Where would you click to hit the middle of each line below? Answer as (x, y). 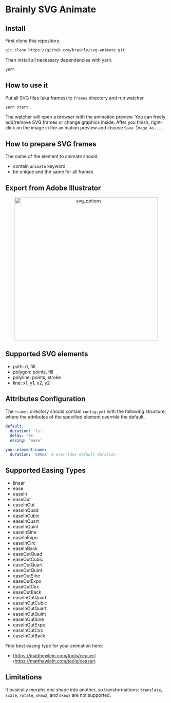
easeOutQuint (27, 570)
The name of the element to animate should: (52, 156)
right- (157, 122)
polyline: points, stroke (37, 377)
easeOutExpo (27, 581)
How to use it (27, 85)
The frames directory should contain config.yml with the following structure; (86, 411)
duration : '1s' (26, 431)
